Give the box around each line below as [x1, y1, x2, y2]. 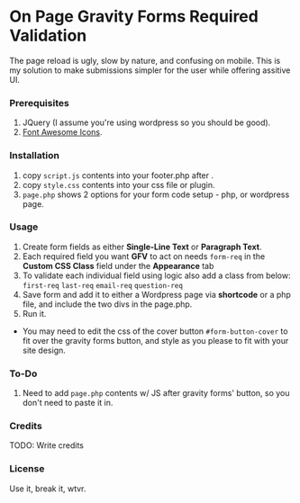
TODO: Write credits [9, 440, 84, 451]
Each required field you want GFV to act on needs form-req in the [22, 250, 266, 262]
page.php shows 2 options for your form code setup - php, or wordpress [22, 189, 290, 200]
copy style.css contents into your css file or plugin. [22, 179, 215, 190]
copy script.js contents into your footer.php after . [22, 169, 214, 181]
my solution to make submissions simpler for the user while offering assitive [9, 65, 291, 76]
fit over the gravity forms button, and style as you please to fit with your [22, 335, 289, 346]
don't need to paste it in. [22, 398, 114, 409]
